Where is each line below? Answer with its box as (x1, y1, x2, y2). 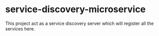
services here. (5, 25, 36, 31)
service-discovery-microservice (5, 4, 146, 15)
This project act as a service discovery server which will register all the (5, 20, 154, 26)
